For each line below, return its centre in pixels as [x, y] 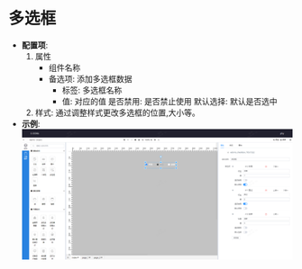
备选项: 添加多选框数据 [90, 78]
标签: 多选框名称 [92, 90]
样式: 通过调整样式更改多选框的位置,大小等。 [117, 112]
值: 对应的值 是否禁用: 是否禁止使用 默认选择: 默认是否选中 [169, 101]
